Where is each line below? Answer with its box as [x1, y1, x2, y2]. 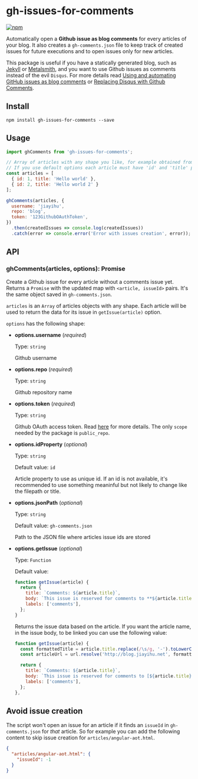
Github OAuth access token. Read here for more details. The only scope [14, 423, 187, 430]
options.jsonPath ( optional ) [14, 499, 83, 506]
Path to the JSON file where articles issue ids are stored [14, 533, 151, 540]
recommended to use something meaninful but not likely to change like [14, 481, 187, 488]
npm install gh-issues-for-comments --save [6, 117, 115, 123]
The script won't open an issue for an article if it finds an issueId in [6, 722, 169, 729]
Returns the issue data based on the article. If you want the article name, [14, 622, 192, 630]
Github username [14, 354, 57, 361]
